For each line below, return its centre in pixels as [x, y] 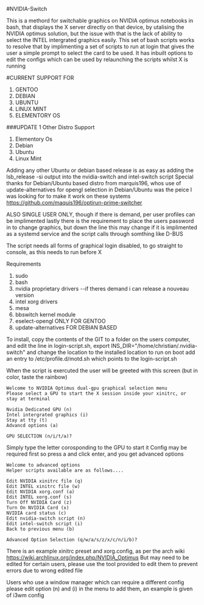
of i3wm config [25, 595]
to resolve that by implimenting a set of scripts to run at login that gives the [100, 46]
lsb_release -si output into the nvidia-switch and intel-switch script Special [100, 177]
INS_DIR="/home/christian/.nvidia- [154, 346]
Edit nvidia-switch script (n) [46, 518]
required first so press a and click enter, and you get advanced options [95, 454]
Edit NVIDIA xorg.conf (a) [40, 492]
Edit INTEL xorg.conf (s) [39, 497]
